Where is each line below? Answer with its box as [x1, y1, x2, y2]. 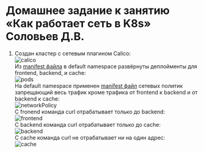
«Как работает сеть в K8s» [5, 16, 151, 30]
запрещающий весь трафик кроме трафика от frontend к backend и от [14, 88, 198, 96]
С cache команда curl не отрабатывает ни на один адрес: [14, 133, 166, 141]
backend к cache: [14, 95, 60, 102]
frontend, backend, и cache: [14, 69, 86, 76]
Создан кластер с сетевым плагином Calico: [14, 49, 131, 57]
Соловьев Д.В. [5, 30, 85, 43]
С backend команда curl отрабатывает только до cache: [14, 121, 161, 128]
